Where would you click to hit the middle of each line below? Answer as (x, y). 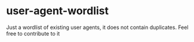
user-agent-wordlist (58, 11)
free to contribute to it (33, 33)
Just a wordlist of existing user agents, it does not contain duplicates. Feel (98, 27)
